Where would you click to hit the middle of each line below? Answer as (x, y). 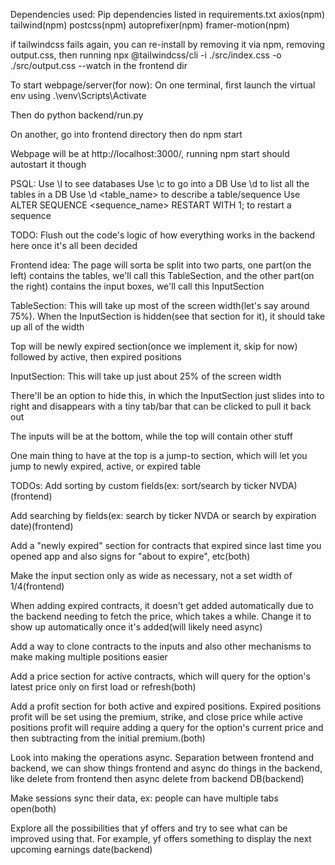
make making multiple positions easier (89, 657)
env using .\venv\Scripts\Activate (78, 95)
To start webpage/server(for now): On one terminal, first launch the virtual (163, 85)
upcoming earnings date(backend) (81, 849)
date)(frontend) (42, 526)
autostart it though (48, 164)
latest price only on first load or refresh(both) (103, 687)
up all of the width (47, 327)
